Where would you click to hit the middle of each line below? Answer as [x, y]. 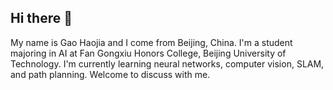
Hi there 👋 [41, 18]
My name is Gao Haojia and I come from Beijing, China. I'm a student [151, 42]
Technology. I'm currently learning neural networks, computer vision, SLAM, [167, 63]
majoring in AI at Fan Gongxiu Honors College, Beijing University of [148, 53]
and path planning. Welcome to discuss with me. [110, 74]
